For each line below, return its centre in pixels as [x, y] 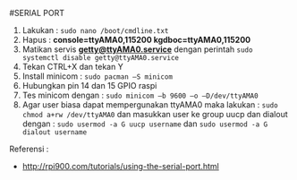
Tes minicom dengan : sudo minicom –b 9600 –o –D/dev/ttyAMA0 [140, 95]
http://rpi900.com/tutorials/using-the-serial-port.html [120, 166]
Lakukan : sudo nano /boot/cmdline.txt [95, 30]
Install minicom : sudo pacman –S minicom [97, 76]
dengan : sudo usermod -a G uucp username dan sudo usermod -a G [145, 124]
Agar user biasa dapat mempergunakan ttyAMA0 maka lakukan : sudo [150, 105]
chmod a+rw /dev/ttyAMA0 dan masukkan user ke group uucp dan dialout [155, 114]
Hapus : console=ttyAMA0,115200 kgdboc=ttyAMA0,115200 [136, 40]
